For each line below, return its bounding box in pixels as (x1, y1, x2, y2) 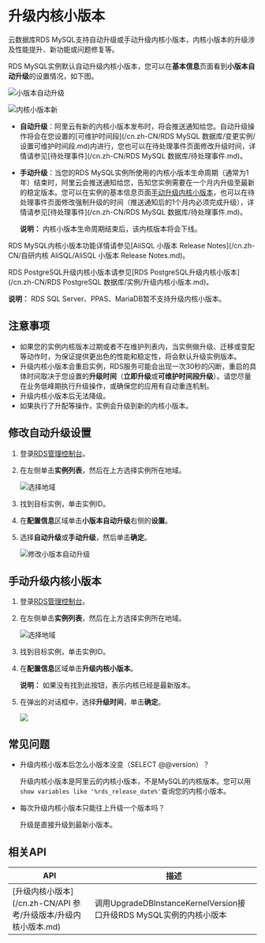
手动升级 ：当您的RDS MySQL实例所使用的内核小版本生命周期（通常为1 (19, 167, 249, 177)
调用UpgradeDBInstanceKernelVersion (94, 898, 238, 908)
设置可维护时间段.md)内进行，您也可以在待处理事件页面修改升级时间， (19, 141, 249, 151)
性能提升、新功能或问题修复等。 (14, 44, 119, 54)
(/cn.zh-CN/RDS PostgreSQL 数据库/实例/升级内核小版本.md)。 (8, 277, 214, 286)
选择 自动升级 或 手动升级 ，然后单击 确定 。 (19, 532, 151, 542)
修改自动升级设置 (8, 427, 91, 440)
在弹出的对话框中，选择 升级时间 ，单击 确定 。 (19, 697, 166, 706)
